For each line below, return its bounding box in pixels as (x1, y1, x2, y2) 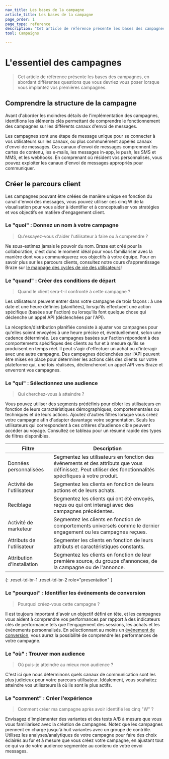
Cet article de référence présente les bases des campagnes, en (17, 74, 150, 80)
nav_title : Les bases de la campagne (5, 7, 84, 13)
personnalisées (8, 466, 44, 473)
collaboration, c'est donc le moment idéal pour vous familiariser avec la (5, 248, 153, 254)
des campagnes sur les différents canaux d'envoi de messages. (5, 123, 137, 129)
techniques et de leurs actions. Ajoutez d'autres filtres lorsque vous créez (5, 412, 158, 418)
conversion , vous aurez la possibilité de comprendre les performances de (5, 632, 158, 638)
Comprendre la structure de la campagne (5, 99, 137, 107)
